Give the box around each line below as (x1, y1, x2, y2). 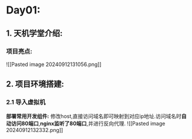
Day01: (6, 4, 41, 17)
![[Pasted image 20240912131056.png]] (6, 61, 102, 68)
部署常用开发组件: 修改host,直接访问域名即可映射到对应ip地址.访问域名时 (6, 112, 182, 120)
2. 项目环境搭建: (6, 79, 65, 89)
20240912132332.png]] (6, 126, 63, 133)
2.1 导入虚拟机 (6, 98, 46, 106)
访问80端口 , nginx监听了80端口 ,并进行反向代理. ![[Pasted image (11, 120, 166, 127)
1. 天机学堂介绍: (6, 28, 63, 38)
